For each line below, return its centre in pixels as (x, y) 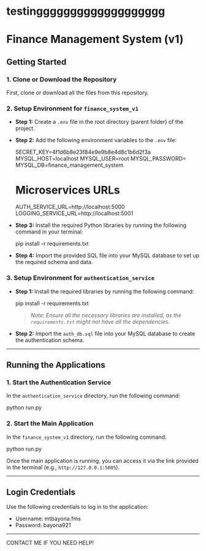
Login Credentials (41, 492)
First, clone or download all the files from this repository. (78, 93)
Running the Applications (56, 365)
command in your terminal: (49, 232)
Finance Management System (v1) (95, 40)
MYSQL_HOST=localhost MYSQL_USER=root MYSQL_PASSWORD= (101, 159)
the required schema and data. (54, 262)
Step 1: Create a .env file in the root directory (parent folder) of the (99, 122)
